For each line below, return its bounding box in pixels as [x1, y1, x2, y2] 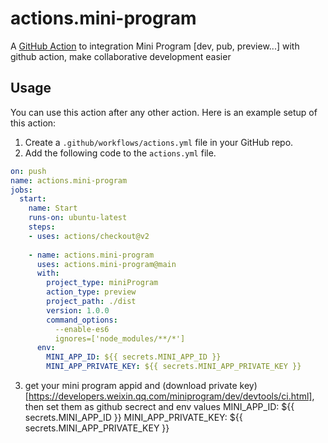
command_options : [46, 315, 118, 325]
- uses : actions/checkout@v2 [28, 231, 150, 241]
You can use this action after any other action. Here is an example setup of [10, 106, 318, 118]
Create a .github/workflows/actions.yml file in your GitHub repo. [24, 136, 294, 148]
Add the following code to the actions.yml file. [24, 147, 217, 159]
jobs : [10, 185, 33, 195]
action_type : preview [46, 287, 137, 297]
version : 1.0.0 [46, 305, 110, 316]
